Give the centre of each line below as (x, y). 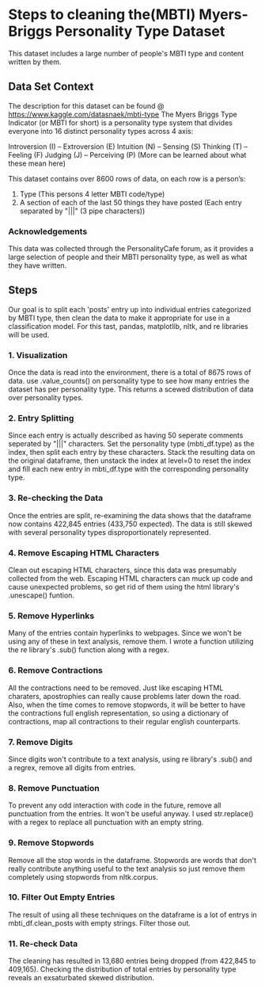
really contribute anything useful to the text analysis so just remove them (127, 869)
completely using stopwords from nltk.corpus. (83, 876)
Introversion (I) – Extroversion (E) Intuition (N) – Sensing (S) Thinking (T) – (128, 146)
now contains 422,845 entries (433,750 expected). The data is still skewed (131, 524)
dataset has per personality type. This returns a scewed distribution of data (131, 389)
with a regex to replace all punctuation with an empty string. (106, 823)
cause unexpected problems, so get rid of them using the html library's (124, 587)
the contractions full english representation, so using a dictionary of (119, 713)
